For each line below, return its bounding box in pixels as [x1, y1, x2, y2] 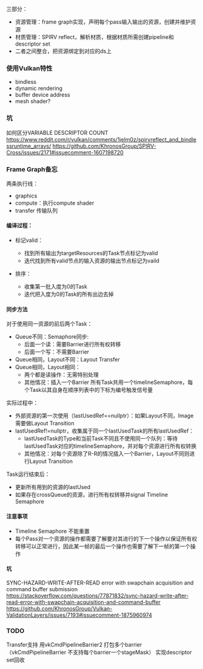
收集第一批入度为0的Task [24, 283, 88, 290]
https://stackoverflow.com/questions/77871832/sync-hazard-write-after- [6, 592, 189, 599]
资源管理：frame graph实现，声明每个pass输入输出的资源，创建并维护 [15, 18, 191, 26]
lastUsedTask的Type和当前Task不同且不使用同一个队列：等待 [24, 435, 178, 442]
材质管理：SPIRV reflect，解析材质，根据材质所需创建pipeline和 [15, 33, 175, 41]
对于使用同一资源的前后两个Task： [6, 320, 93, 328]
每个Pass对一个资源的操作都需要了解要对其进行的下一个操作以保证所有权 [15, 535, 198, 542]
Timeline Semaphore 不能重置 [15, 527, 90, 535]
